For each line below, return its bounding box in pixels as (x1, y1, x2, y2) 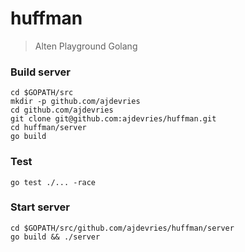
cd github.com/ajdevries (10, 105, 114, 116)
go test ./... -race (10, 177, 97, 187)
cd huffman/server (10, 123, 87, 133)
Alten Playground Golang (34, 40, 138, 52)
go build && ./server (10, 232, 101, 242)
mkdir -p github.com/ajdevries (10, 97, 141, 107)
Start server (10, 200, 70, 214)
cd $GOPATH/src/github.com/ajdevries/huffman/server (10, 223, 235, 233)
